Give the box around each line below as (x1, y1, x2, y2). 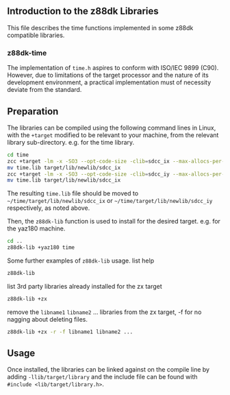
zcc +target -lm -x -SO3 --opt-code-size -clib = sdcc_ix (7, 158, 170, 165)
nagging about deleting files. (7, 315, 88, 323)
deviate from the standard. (7, 86, 82, 94)
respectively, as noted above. (7, 204, 90, 212)
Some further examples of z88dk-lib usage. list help (7, 256, 155, 265)
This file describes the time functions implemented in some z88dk (7, 23, 194, 32)
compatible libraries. (7, 31, 65, 39)
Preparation (7, 106, 59, 117)
